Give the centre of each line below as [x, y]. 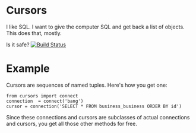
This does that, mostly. [34, 33]
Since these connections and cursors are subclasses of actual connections [98, 117]
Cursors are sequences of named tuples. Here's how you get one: [87, 85]
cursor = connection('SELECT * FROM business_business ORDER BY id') [94, 106]
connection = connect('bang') [45, 101]
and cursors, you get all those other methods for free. [72, 123]
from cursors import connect [42, 96]
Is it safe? [18, 45]
